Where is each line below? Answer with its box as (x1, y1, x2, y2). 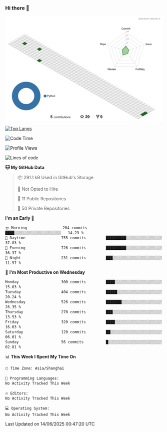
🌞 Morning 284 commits (5, 225, 87, 231)
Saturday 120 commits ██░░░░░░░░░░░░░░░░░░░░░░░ (5, 330, 162, 335)
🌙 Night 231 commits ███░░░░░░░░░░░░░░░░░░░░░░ (5, 255, 162, 261)
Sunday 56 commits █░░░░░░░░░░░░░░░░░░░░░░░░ (5, 340, 162, 345)
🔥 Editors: (5, 391, 28, 396)
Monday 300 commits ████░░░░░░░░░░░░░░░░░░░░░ (5, 280, 162, 285)
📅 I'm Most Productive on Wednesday (5, 269, 85, 275)
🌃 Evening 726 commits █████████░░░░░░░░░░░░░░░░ (5, 245, 162, 251)
